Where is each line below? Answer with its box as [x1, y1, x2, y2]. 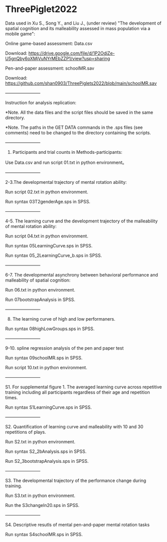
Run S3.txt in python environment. [5, 492, 75, 498]
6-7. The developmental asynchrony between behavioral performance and [5, 272, 158, 278]
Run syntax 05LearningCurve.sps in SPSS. [5, 242, 92, 248]
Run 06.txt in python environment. [5, 287, 75, 293]
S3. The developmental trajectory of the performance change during [5, 477, 146, 483]
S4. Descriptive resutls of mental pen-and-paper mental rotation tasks [5, 521, 150, 527]
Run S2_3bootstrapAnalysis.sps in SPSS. [5, 458, 89, 464]
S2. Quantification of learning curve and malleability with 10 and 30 [5, 423, 143, 429]
